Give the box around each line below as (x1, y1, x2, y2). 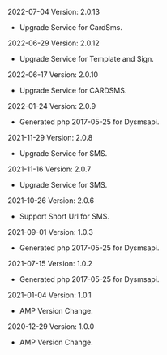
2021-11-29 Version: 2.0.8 (7, 133, 93, 142)
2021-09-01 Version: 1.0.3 (7, 227, 94, 236)
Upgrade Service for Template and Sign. (19, 54, 155, 63)
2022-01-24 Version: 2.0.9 (7, 102, 96, 110)
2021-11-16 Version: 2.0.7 (7, 164, 92, 174)
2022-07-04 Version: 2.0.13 (7, 7, 101, 16)
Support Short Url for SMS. (19, 211, 110, 221)
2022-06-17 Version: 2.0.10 (7, 70, 99, 80)
